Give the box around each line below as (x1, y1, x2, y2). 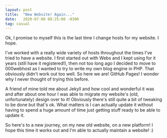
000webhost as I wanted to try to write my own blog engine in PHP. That (5, 66, 155, 72)
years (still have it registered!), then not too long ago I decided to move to (5, 60, 156, 66)
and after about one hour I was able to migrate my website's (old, (5, 91, 139, 97)
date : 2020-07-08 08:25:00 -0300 (5, 16, 79, 21)
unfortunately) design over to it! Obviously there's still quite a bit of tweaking (5, 97, 163, 103)
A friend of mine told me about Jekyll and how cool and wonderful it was (5, 86, 155, 92)
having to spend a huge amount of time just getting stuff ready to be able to (5, 107, 161, 113)
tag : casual (5, 21, 30, 26)
